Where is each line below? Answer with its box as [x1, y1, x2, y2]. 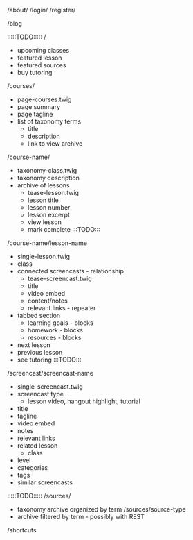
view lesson [27, 218, 62, 226]
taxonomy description [17, 174, 80, 182]
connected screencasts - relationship [17, 267, 125, 275]
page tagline [17, 110, 53, 118]
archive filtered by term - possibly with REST [17, 513, 145, 521]
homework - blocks [27, 326, 83, 334]
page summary [17, 103, 61, 110]
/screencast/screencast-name [7, 369, 93, 377]
